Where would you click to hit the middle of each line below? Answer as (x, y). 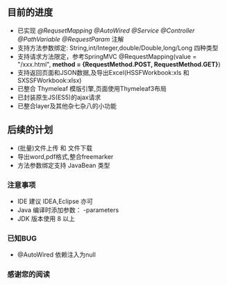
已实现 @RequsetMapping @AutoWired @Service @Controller (106, 31)
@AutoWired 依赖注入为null (56, 254)
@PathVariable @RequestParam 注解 (70, 39)
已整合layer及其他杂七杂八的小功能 (67, 105)
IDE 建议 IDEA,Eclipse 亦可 (55, 201)
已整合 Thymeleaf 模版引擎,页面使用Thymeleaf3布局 (92, 88)
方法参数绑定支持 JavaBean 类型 (64, 165)
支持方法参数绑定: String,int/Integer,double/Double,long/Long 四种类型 (118, 48)
